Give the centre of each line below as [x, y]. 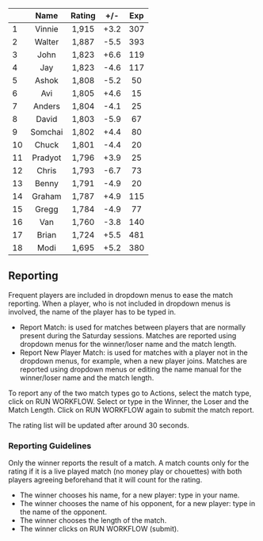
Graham [46, 196]
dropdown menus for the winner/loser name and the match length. [128, 344]
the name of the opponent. [63, 512]
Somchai [47, 132]
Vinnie [46, 29]
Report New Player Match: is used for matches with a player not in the [133, 352]
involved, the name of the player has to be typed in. [92, 311]
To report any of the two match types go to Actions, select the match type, [130, 393]
